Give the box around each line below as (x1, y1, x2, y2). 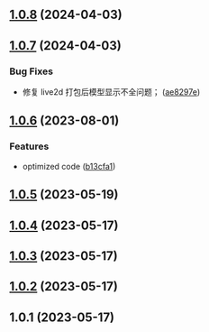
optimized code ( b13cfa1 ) (22, 161, 116, 171)
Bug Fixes (9, 65, 54, 78)
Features (9, 140, 50, 152)
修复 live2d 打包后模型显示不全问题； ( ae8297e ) (22, 87, 201, 97)
